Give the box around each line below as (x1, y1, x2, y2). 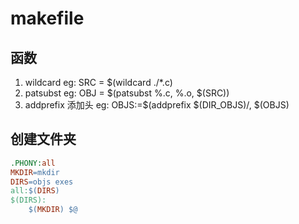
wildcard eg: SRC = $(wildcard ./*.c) (24, 77, 173, 88)
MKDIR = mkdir (10, 167, 60, 177)
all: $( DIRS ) (10, 186, 60, 196)
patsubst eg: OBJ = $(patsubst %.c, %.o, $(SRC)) (24, 87, 230, 99)
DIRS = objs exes (10, 177, 74, 187)
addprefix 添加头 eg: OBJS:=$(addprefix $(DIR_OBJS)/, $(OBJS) (24, 99, 290, 111)
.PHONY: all (10, 158, 56, 168)
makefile (10, 7, 85, 30)
